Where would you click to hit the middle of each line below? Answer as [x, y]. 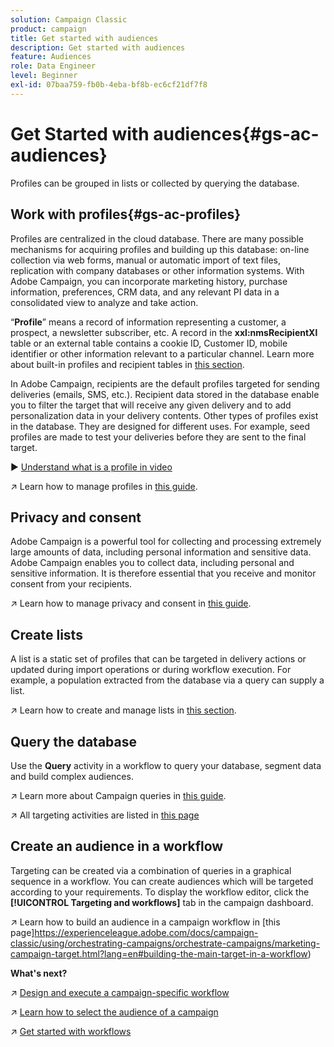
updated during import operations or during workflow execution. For [151, 670]
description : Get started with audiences [98, 47]
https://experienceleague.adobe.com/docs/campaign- [146, 932]
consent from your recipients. [71, 584]
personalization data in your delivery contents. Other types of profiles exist [164, 415]
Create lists [46, 634]
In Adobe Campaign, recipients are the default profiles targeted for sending [165, 383]
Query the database [74, 741]
